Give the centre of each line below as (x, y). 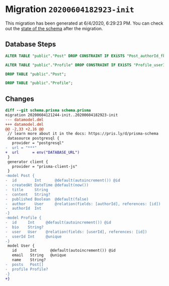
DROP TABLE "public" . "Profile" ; (39, 83)
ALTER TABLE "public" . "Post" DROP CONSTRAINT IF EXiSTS (65, 56)
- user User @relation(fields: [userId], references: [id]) (76, 232)
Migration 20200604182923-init (70, 9)
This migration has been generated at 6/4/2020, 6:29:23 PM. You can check (84, 23)
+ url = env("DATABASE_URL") (43, 152)
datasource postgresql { (33, 138)
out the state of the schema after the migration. (54, 28)
